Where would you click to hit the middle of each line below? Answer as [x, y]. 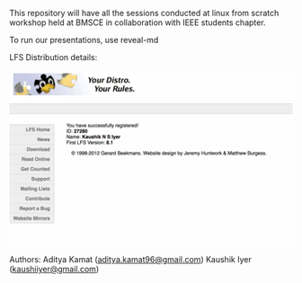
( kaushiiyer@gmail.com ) [54, 270]
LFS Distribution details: [53, 57]
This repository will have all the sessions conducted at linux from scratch [144, 13]
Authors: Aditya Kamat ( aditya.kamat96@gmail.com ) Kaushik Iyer [130, 260]
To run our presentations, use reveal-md [84, 40]
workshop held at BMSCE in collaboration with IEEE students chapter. [138, 22]
